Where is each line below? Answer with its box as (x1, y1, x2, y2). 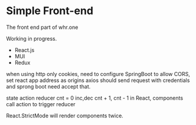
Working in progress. (6, 35, 57, 42)
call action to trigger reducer (6, 100, 76, 107)
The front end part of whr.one (6, 24, 79, 31)
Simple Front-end (6, 4, 93, 18)
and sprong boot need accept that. (6, 83, 91, 90)
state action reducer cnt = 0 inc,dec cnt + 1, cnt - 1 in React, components (6, 94, 184, 101)
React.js (14, 46, 35, 54)
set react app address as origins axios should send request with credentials (6, 77, 190, 84)
